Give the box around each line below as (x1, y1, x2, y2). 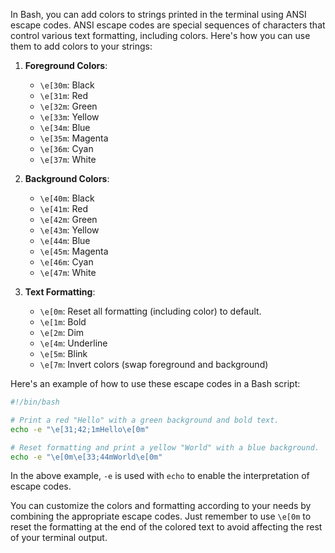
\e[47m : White (39, 267, 97, 278)
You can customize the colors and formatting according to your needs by (10, 500, 312, 512)
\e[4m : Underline (39, 337, 108, 349)
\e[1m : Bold (39, 316, 87, 328)
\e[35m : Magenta (39, 132, 109, 144)
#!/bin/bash (10, 397, 60, 407)
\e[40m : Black (39, 192, 95, 204)
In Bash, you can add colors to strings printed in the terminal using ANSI (10, 9, 307, 20)
